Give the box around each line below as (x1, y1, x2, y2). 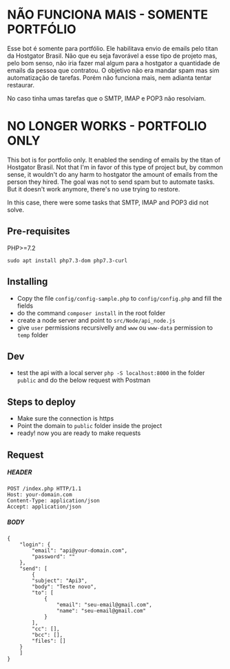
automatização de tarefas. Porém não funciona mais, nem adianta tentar (7, 73, 212, 82)
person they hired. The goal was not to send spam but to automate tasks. (7, 178, 215, 186)
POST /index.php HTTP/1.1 (7, 485, 81, 492)
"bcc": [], (32, 632, 63, 639)
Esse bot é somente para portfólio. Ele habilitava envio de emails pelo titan (7, 44, 218, 52)
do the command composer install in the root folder (17, 308, 166, 317)
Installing (7, 276, 48, 288)
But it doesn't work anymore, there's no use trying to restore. (7, 184, 180, 193)
